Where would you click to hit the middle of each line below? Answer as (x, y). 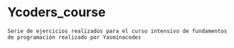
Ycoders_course (57, 12)
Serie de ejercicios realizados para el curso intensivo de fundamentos (117, 31)
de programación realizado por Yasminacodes (74, 37)
